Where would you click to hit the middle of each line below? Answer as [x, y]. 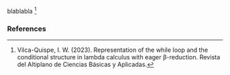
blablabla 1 [22, 11]
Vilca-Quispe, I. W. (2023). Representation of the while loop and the [113, 50]
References [27, 29]
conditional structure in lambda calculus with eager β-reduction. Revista [118, 57]
